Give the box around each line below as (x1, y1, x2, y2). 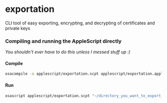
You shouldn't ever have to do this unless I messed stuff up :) (5, 49, 131, 55)
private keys (5, 25, 31, 31)
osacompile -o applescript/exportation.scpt (5, 71, 99, 77)
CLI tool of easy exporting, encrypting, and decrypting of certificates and (5, 20, 155, 26)
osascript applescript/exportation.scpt (5, 93, 90, 98)
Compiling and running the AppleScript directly (5, 37, 122, 44)
